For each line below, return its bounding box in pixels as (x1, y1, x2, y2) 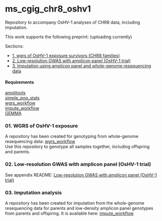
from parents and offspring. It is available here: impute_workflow (5, 210, 134, 216)
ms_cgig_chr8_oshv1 (5, 3, 91, 15)
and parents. (5, 149, 31, 155)
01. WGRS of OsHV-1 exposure (5, 122, 78, 129)
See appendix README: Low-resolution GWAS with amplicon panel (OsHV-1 (5, 172, 157, 177)
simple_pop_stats (5, 95, 40, 101)
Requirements (5, 79, 34, 85)
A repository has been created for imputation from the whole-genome (5, 200, 145, 206)
